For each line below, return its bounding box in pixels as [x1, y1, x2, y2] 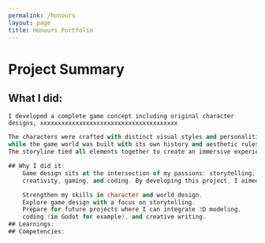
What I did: [8, 92, 63, 105]
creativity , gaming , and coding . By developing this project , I [22, 177, 238, 185]
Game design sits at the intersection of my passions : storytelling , [22, 169, 256, 178]
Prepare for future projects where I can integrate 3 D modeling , [22, 206, 242, 214]
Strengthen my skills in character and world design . [22, 191, 203, 199]
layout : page [8, 19, 51, 27]
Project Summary [8, 60, 125, 78]
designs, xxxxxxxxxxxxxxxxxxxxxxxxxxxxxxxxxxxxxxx [8, 119, 178, 127]
